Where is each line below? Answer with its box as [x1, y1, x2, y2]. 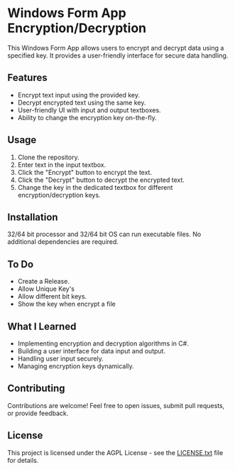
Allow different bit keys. [17, 292, 87, 301]
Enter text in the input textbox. [17, 160, 106, 169]
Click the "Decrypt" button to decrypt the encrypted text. [17, 176, 185, 184]
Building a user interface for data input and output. [17, 347, 165, 355]
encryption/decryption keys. [17, 191, 101, 199]
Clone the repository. [17, 153, 80, 161]
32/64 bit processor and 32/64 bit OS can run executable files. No [7, 230, 202, 239]
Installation [7, 211, 58, 223]
